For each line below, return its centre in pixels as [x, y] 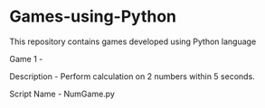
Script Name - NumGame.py [62, 94]
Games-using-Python [93, 17]
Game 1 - [26, 58]
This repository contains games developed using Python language [133, 41]
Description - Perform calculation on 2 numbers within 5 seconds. [132, 76]
